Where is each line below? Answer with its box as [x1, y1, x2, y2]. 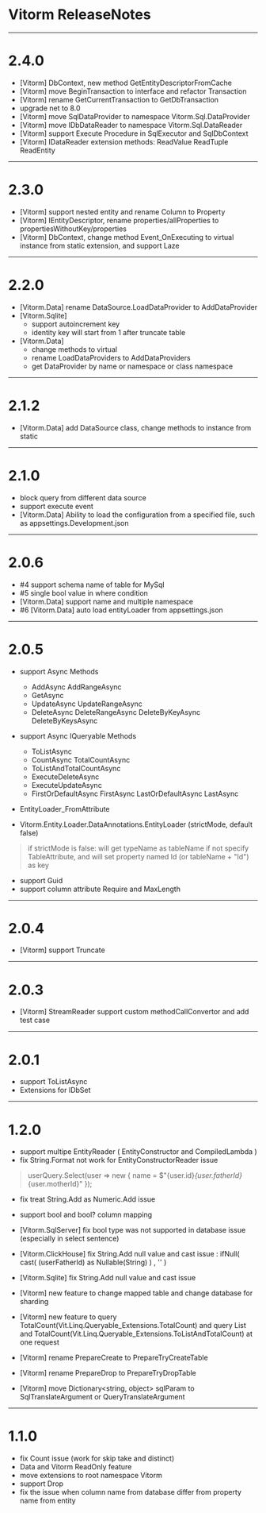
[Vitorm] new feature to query [19, 1312, 117, 1322]
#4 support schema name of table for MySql [19, 580, 165, 589]
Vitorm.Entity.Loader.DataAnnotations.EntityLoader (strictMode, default [19, 820, 253, 829]
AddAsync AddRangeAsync [31, 681, 122, 692]
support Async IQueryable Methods [19, 731, 137, 740]
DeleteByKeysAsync [31, 716, 98, 725]
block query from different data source [19, 492, 146, 502]
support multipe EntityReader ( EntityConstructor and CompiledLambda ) [19, 1147, 257, 1156]
